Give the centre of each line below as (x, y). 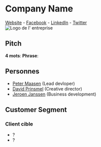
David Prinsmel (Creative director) (47, 88)
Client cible (19, 124)
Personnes (22, 71)
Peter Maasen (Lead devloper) (44, 83)
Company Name (39, 9)
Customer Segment (36, 110)
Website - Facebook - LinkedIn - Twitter (46, 22)
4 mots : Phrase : (22, 55)
